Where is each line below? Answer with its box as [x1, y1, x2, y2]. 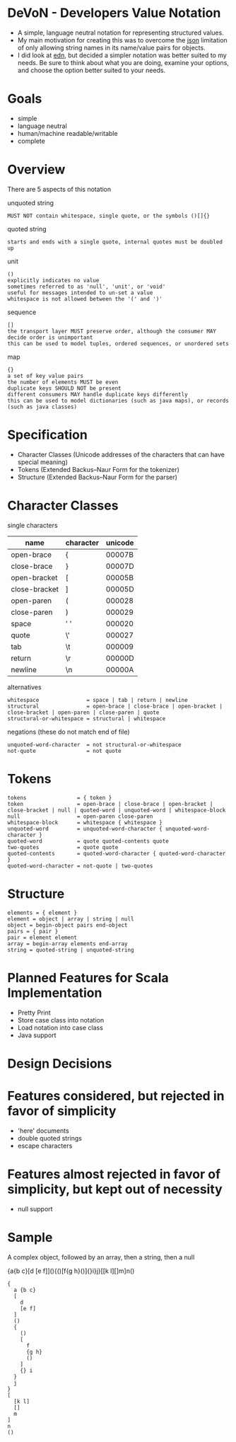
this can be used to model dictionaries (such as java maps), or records [7, 397, 230, 404]
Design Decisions [7, 1056, 112, 1071]
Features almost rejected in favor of [7, 1166, 221, 1182]
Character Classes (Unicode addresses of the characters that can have [17, 450, 225, 458]
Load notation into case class [17, 1023, 104, 1032]
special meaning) [17, 458, 69, 466]
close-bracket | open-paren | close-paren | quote [7, 709, 160, 716]
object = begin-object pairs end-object [7, 921, 129, 928]
